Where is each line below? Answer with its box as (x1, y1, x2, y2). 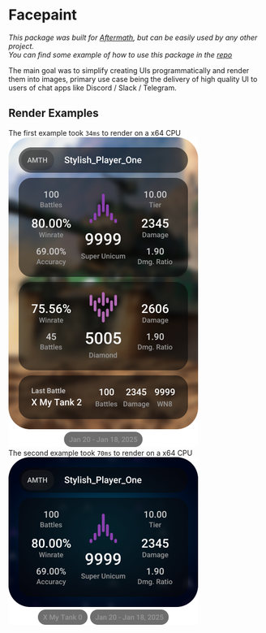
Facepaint (8, 6, 77, 24)
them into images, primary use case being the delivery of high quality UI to (8, 74, 258, 84)
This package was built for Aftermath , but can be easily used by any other (8, 33, 258, 42)
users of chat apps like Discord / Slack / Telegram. (8, 83, 177, 93)
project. (8, 41, 35, 50)
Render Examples (8, 106, 99, 120)
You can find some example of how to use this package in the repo (8, 50, 233, 59)
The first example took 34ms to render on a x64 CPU (8, 128, 181, 137)
